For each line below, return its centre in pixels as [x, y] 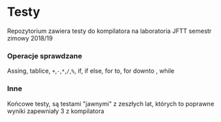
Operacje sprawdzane [45, 56]
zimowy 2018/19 [30, 38]
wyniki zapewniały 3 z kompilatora [56, 111]
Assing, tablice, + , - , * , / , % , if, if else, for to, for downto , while [91, 71]
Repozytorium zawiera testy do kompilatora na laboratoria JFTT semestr [109, 31]
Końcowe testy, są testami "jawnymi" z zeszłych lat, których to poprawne [111, 103]
